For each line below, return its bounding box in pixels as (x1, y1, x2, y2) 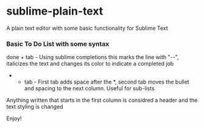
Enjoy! (6, 115, 23, 123)
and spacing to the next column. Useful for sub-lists (24, 85, 155, 92)
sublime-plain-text (6, 4, 104, 18)
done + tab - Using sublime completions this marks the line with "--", (6, 54, 179, 61)
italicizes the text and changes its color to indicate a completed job (6, 60, 174, 68)
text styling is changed (6, 103, 63, 110)
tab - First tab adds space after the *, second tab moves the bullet (24, 78, 190, 86)
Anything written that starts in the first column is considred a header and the (6, 96, 198, 104)
